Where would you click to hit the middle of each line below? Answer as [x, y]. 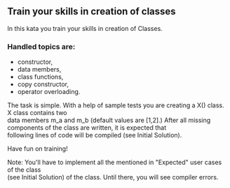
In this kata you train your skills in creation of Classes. [85, 28]
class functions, [40, 77]
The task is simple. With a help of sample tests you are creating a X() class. [116, 105]
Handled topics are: [41, 46]
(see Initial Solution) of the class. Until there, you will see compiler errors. [113, 177]
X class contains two [38, 113]
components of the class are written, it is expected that [87, 128]
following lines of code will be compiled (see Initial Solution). [95, 135]
